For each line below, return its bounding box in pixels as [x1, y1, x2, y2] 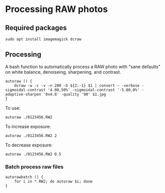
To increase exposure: [5, 123, 51, 129]
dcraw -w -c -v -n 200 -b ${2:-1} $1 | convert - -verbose [14, 83, 140, 88]
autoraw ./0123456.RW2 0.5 [5, 151, 61, 156]
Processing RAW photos [5, 4, 108, 15]
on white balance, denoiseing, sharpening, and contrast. [5, 69, 121, 75]
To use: [5, 105, 21, 111]
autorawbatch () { [5, 174, 43, 180]
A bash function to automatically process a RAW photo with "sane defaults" [5, 64, 161, 70]
